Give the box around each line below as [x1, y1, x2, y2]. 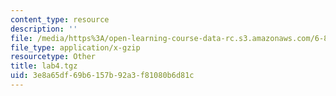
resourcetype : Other [10, 52, 97, 62]
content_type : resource [10, 14, 110, 25]
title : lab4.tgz [10, 61, 78, 71]
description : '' [10, 24, 78, 34]
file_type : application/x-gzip [10, 42, 141, 53]
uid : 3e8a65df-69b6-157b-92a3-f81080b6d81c [10, 71, 195, 81]
